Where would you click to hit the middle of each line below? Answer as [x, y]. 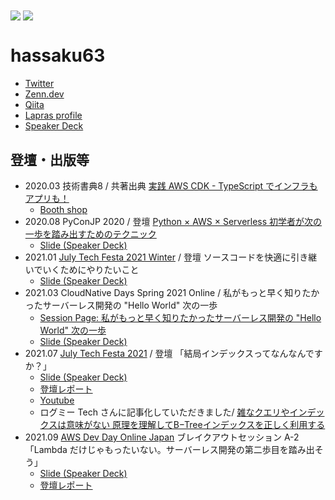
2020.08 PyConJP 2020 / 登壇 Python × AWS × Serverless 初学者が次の [173, 221]
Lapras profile [53, 115]
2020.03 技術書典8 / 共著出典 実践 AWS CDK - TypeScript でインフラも [171, 185]
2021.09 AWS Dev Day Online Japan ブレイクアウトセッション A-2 [162, 437]
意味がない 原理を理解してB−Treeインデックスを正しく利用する [196, 424]
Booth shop [63, 209]
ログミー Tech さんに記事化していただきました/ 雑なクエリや [164, 412]
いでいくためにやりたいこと [82, 269]
